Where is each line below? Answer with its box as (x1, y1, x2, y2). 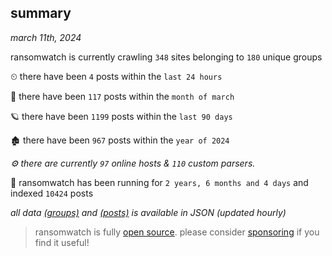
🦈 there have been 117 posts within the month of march (10, 90, 235, 102)
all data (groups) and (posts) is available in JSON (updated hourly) (10, 206, 287, 218)
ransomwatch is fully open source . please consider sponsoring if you (34, 226, 320, 238)
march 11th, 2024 (10, 31, 82, 43)
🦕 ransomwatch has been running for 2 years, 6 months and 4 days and (10, 176, 309, 188)
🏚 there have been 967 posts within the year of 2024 (10, 134, 230, 146)
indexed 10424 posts (10, 187, 94, 199)
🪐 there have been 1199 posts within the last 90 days (10, 110, 233, 122)
